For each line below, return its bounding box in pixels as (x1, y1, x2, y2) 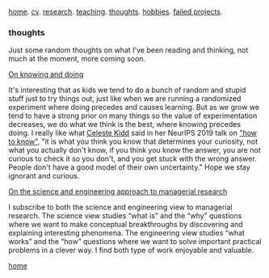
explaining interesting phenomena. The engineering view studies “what (8, 228, 245, 238)
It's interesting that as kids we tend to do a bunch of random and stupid (8, 85, 246, 95)
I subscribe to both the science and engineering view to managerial (8, 202, 233, 213)
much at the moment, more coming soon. (8, 54, 146, 64)
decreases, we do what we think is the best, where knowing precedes (8, 120, 241, 129)
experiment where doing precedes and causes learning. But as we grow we (8, 103, 260, 112)
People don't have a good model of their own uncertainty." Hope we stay (8, 162, 250, 172)
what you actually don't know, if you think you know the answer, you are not (8, 145, 261, 155)
